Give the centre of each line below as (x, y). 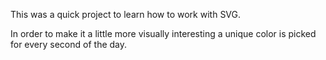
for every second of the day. (69, 44)
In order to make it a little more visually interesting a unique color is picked (163, 33)
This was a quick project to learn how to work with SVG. (126, 14)
